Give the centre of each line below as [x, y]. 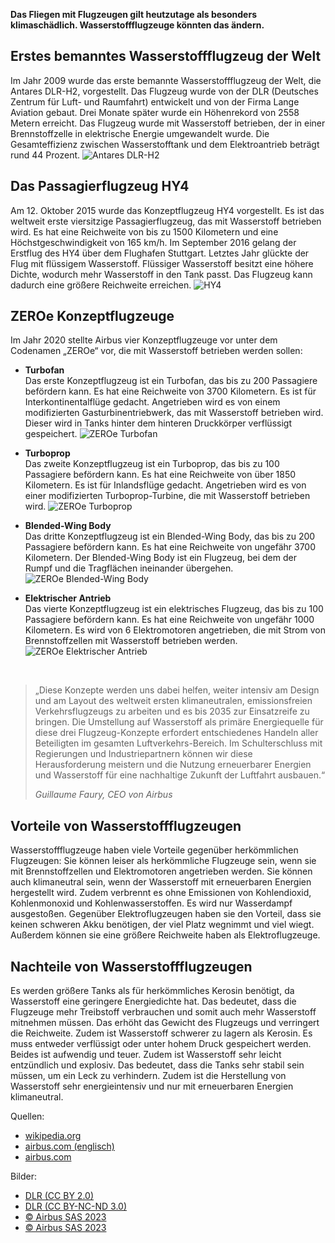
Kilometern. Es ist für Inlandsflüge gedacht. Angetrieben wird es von [165, 485]
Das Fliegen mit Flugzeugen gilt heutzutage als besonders [133, 14]
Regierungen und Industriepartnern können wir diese [143, 754]
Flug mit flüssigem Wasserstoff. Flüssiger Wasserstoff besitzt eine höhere [162, 263]
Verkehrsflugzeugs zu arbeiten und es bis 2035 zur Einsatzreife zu [172, 711]
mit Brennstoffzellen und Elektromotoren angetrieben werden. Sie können [161, 871]
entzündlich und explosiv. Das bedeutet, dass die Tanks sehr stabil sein [157, 1065]
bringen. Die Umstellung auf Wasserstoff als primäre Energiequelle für [179, 722]
